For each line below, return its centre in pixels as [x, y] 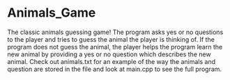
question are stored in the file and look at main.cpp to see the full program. [114, 69]
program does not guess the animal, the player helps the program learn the [115, 47]
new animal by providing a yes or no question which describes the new [109, 54]
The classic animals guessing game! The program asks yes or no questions [115, 32]
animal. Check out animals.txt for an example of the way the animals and [112, 61]
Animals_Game [52, 13]
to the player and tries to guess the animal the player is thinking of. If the [111, 39]
